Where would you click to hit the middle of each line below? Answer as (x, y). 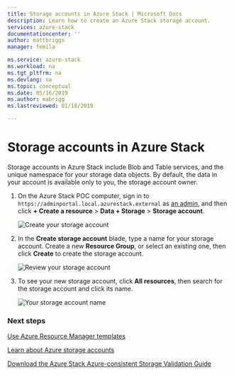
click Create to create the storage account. (80, 254)
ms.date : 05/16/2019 (38, 93)
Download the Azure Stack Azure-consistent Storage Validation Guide (109, 364)
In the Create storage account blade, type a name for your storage (116, 238)
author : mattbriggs (36, 40)
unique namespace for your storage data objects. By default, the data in (112, 174)
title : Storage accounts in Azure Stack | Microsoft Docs (95, 14)
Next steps (27, 320)
